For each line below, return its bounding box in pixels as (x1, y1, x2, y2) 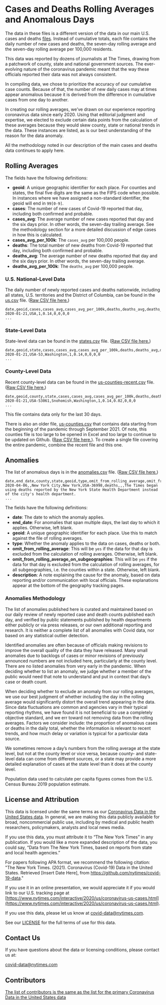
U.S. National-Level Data (5, 275, 65, 282)
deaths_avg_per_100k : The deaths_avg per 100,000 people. (12, 263, 134, 269)
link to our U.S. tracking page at (5, 890, 70, 896)
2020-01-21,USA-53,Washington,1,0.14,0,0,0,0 (5, 352, 100, 357)
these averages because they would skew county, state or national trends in (5, 122, 160, 128)
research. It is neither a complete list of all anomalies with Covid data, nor (5, 627, 155, 633)
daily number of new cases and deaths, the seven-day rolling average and (5, 41, 157, 46)
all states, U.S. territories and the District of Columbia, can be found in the (5, 292, 156, 298)
